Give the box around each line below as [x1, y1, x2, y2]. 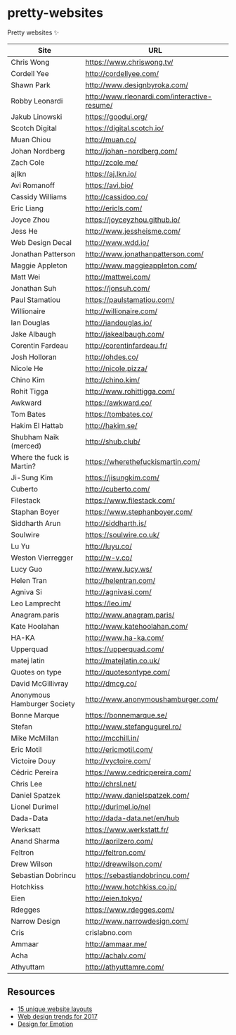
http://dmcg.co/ [85, 678, 137, 688]
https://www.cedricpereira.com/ [85, 767, 192, 777]
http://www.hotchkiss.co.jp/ [85, 882, 177, 891]
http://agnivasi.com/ [85, 586, 152, 596]
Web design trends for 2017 [17, 1012, 98, 1020]
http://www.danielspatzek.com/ [85, 790, 190, 800]
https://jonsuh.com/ [85, 283, 150, 293]
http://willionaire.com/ [85, 306, 158, 316]
